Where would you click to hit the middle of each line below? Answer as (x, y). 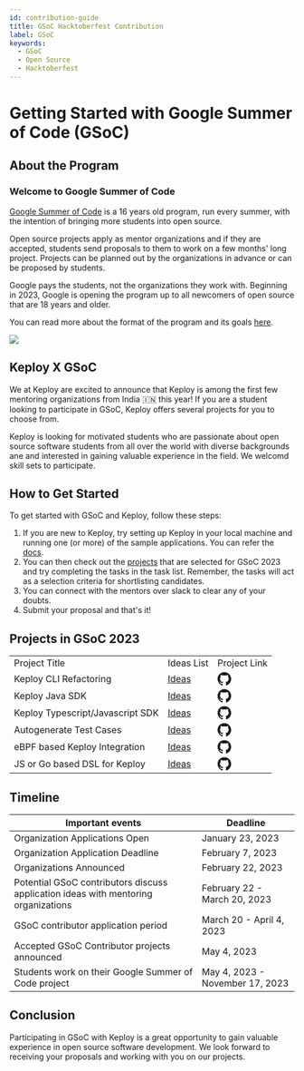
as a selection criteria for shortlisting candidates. (114, 581)
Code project (42, 983)
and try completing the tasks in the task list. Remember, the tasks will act (158, 571)
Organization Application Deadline (86, 853)
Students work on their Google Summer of (104, 972)
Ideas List (188, 663)
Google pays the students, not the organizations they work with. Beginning (148, 285)
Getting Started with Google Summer (151, 113)
